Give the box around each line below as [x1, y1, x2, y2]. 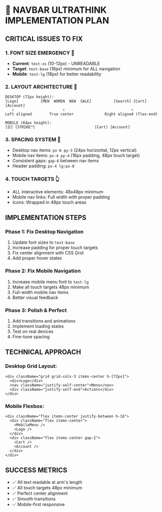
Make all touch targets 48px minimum [12, 284, 89, 290]
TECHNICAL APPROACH [5, 348, 81, 357]
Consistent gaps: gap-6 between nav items [12, 158, 99, 164]
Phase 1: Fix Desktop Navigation [5, 228, 84, 235]
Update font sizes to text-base [12, 239, 75, 246]
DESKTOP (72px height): [5, 95, 54, 100]
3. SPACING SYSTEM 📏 [5, 136, 61, 143]
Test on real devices [12, 329, 54, 334]
